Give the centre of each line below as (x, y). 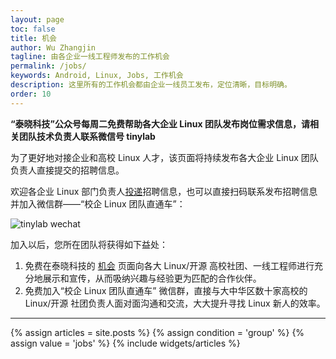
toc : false (33, 29)
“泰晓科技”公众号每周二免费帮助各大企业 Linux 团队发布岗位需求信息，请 (160, 123)
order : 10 (31, 94)
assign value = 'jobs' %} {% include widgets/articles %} (125, 343)
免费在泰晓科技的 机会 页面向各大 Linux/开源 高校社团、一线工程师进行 (169, 265)
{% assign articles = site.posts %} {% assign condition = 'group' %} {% (157, 332)
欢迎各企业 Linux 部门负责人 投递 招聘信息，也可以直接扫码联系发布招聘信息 (164, 191)
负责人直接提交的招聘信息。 (67, 170)
